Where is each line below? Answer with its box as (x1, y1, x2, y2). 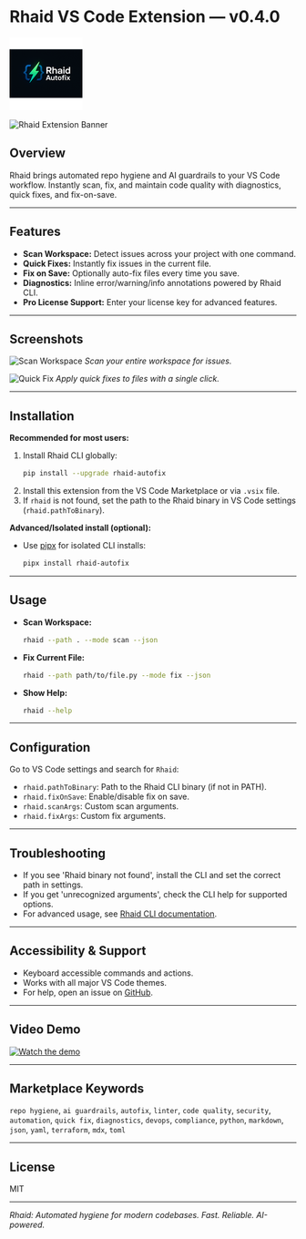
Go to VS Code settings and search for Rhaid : (9, 763, 179, 775)
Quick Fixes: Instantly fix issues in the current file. (22, 258, 212, 269)
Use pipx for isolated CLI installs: (22, 540, 147, 551)
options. (22, 899, 54, 909)
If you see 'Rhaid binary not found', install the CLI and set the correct (22, 870, 281, 880)
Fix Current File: (22, 651, 85, 662)
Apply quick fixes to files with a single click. (56, 374, 220, 384)
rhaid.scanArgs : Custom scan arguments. (22, 801, 179, 812)
